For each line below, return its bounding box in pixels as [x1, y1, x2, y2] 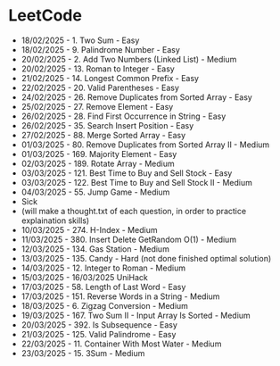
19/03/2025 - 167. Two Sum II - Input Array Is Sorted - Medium [21, 310, 251, 320]
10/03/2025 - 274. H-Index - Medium [21, 224, 158, 235]
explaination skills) [21, 215, 90, 226]
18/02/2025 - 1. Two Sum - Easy [21, 35, 140, 46]
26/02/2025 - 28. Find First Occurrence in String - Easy [21, 111, 226, 121]
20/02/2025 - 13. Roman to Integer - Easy [21, 63, 175, 74]
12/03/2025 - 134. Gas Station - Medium [21, 243, 170, 254]
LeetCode [8, 5, 82, 26]
